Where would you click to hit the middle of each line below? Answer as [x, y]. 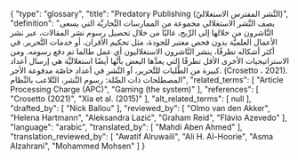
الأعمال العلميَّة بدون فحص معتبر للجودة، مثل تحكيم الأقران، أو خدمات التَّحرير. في [144, 42]
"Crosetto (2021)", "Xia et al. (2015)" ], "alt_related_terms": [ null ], [131, 99]
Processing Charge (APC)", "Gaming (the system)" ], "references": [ [134, 89]
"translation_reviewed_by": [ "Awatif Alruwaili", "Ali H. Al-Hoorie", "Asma [142, 136]
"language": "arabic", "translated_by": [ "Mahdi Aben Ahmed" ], [126, 127]
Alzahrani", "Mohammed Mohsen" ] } [78, 146]
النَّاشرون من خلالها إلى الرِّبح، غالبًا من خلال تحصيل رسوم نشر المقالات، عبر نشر [142, 32]
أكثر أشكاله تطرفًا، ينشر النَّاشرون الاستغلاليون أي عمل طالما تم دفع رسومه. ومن [142, 52]
